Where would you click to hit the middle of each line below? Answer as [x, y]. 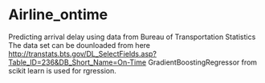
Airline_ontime [58, 15]
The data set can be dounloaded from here [79, 45]
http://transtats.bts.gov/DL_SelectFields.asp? [83, 53]
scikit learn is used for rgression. [62, 70]
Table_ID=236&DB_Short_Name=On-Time [77, 62]
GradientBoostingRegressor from [203, 62]
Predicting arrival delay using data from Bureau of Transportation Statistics [132, 37]
